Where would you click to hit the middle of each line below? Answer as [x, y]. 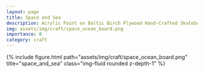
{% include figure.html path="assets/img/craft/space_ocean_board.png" [97, 57]
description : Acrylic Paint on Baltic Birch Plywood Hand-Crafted [92, 23]
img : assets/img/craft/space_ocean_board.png [65, 29]
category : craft [27, 40]
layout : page [23, 12]
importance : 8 [24, 34]
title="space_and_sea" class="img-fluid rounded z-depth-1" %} [86, 63]
